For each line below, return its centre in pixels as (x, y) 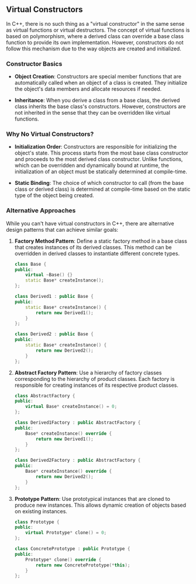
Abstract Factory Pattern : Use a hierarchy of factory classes (88, 372)
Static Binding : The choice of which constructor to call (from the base (99, 183)
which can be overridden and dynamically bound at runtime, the (92, 166)
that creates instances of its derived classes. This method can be (93, 247)
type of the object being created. (54, 195)
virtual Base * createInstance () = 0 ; (71, 407)
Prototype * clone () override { (63, 559)
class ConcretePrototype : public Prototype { (72, 549)
